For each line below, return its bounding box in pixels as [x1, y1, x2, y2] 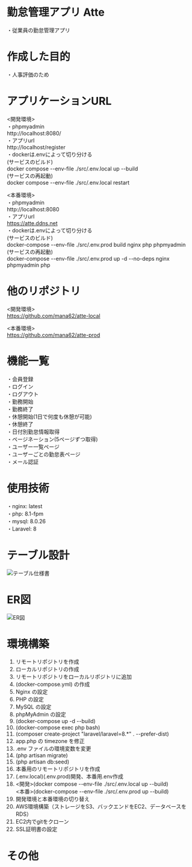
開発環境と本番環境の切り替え [15, 795, 90, 803]
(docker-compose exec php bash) [15, 724, 101, 732]
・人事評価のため [7, 70, 49, 78]
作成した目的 [7, 50, 71, 64]
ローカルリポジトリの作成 [15, 666, 79, 673]
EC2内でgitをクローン [15, 818, 69, 825]
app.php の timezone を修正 [15, 738, 85, 745]
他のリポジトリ [7, 284, 81, 298]
